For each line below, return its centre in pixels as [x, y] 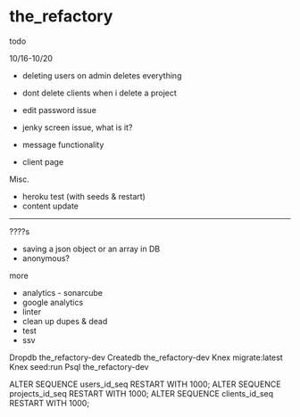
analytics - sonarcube [62, 292]
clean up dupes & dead [65, 321]
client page [43, 161]
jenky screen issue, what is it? [77, 127]
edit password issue [59, 110]
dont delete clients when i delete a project [99, 93]
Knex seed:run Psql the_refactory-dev [79, 366]
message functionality [63, 144]
